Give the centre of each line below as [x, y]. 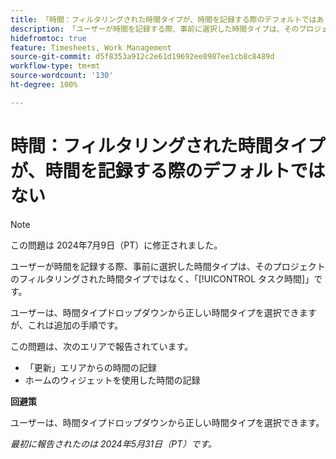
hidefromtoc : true [48, 38]
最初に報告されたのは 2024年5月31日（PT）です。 [113, 443]
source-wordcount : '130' [62, 76]
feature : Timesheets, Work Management [91, 47]
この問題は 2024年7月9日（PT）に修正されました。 [116, 245]
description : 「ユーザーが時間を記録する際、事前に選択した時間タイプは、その [155, 29]
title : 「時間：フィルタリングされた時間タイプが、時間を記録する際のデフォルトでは [163, 19]
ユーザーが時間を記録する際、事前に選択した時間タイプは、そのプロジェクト [168, 266]
